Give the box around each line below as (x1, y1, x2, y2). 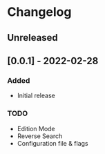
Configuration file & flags (17, 139, 88, 147)
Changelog (7, 4, 72, 20)
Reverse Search (17, 132, 63, 140)
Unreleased (7, 32, 59, 44)
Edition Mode (17, 124, 55, 133)
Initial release (17, 91, 55, 100)
